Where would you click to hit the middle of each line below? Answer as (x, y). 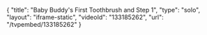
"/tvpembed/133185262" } (44, 24)
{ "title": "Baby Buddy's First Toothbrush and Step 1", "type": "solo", (103, 10)
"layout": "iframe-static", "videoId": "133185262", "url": (85, 17)
